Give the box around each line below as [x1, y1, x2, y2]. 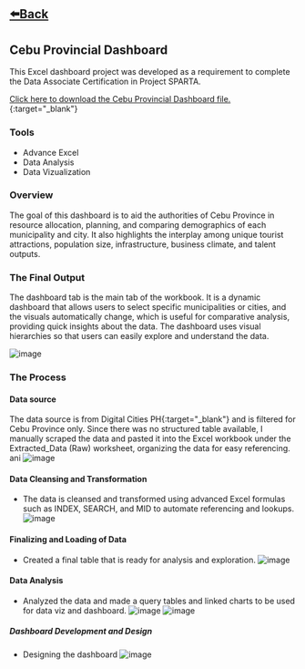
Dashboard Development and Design [9, 626, 153, 637]
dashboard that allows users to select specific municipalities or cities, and [9, 302, 287, 313]
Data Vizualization [22, 166, 91, 177]
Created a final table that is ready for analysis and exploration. [22, 554, 257, 565]
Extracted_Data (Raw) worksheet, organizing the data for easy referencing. [9, 443, 291, 454]
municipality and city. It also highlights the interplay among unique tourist [9, 229, 284, 240]
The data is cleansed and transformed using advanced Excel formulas [22, 494, 286, 505]
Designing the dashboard [22, 649, 118, 660]
